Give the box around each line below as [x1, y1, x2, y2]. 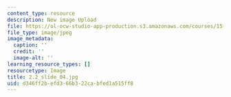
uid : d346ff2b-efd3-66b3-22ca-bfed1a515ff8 [7, 80, 134, 87]
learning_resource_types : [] [7, 61, 91, 68]
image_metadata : [7, 36, 54, 42]
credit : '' [13, 48, 45, 55]
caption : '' [13, 42, 48, 48]
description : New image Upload [7, 16, 97, 23]
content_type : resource [7, 10, 76, 17]
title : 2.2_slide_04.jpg [7, 73, 78, 81]
